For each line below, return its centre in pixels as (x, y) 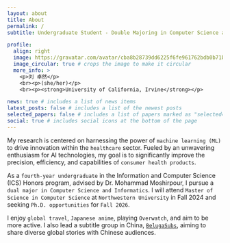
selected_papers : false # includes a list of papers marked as (99, 115)
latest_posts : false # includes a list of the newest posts (95, 108)
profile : (20, 45)
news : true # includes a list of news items (72, 102)
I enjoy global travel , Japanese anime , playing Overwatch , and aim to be (108, 218)
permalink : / (26, 26)
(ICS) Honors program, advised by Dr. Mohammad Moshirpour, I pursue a (111, 183)
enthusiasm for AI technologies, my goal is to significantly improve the (106, 155)
